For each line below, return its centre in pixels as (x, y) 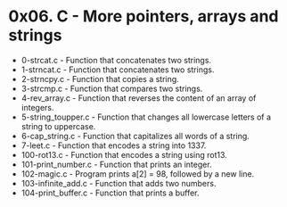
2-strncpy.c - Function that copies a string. (100, 79)
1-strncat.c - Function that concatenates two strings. (118, 70)
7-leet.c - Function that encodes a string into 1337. (114, 145)
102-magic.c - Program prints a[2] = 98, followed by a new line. (138, 174)
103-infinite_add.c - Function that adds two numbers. (119, 183)
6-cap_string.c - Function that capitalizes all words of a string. (135, 136)
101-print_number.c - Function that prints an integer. (116, 164)
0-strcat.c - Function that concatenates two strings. (116, 60)
